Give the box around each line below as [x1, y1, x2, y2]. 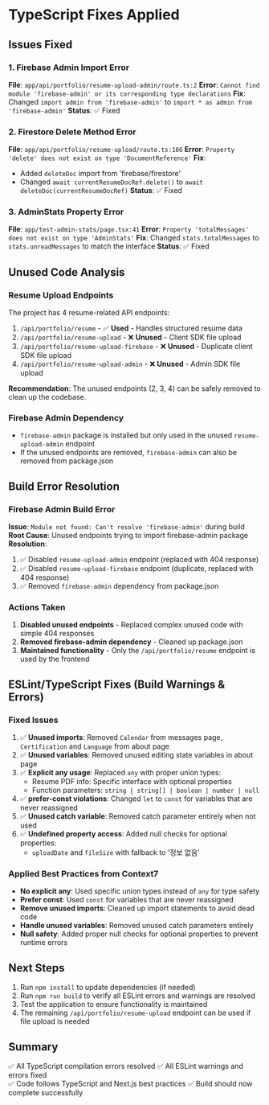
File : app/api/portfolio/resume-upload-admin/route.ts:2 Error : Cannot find [8, 80, 260, 89]
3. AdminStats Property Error [8, 207, 124, 218]
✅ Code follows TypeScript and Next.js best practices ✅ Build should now [8, 1079, 253, 1089]
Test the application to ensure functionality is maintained [19, 1000, 208, 1009]
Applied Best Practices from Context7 [8, 869, 159, 880]
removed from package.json [19, 456, 114, 466]
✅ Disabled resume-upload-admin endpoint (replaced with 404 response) [19, 555, 259, 565]
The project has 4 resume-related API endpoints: [8, 308, 170, 318]
